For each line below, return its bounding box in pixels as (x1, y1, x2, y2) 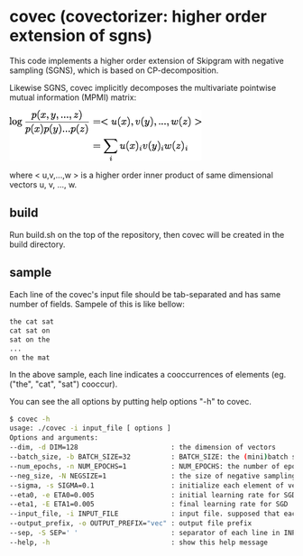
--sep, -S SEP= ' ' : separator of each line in (9, 529, 280, 538)
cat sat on (9, 326, 50, 335)
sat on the (9, 335, 50, 344)
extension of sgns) (9, 25, 153, 46)
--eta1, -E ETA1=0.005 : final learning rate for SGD (9, 500, 289, 509)
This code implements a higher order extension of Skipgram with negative (9, 55, 284, 66)
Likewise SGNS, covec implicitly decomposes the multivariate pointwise (9, 82, 277, 93)
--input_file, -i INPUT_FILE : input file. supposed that (9, 509, 280, 519)
